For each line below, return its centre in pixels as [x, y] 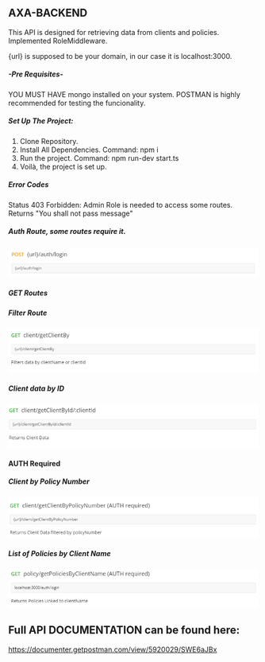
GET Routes [28, 293]
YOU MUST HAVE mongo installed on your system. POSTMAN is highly [124, 94]
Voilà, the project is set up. [63, 166]
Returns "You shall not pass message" [71, 213]
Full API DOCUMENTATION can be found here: [124, 631]
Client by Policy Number [49, 481]
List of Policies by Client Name [60, 554]
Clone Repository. [49, 141]
